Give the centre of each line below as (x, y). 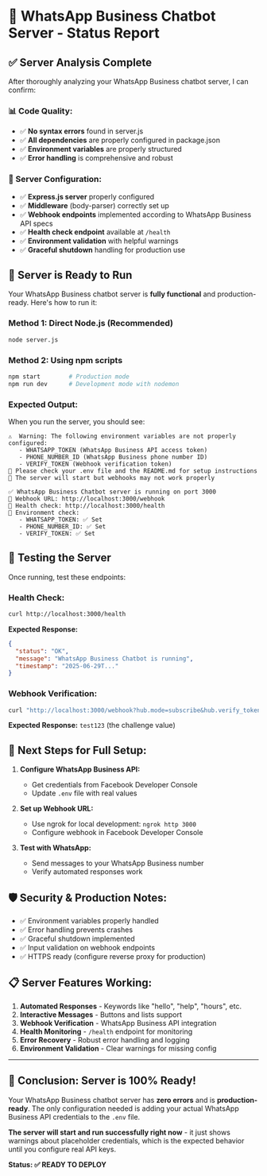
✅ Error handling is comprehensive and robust (96, 158)
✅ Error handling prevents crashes (76, 930)
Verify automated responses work (87, 872)
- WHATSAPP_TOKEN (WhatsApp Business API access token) (113, 450)
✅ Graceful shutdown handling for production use (102, 250)
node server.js (33, 340)
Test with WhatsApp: (55, 848)
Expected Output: (43, 404)
